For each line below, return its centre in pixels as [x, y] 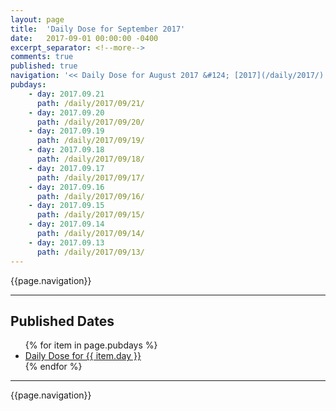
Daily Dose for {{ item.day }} [83, 356]
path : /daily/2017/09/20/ [90, 122]
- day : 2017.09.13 [66, 242]
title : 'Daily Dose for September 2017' [98, 29]
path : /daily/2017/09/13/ [90, 252]
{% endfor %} [53, 367]
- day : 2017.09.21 [66, 94]
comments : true [42, 57]
